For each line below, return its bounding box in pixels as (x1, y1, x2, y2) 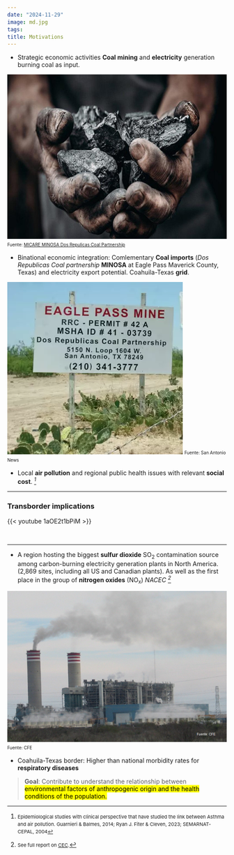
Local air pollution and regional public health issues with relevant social (17, 469, 224, 477)
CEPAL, (17, 828, 35, 835)
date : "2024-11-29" (7, 11, 64, 18)
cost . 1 (17, 476, 37, 485)
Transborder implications (7, 501, 95, 511)
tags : (7, 26, 23, 33)
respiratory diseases (17, 763, 79, 772)
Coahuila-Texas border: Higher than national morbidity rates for (17, 756, 200, 764)
